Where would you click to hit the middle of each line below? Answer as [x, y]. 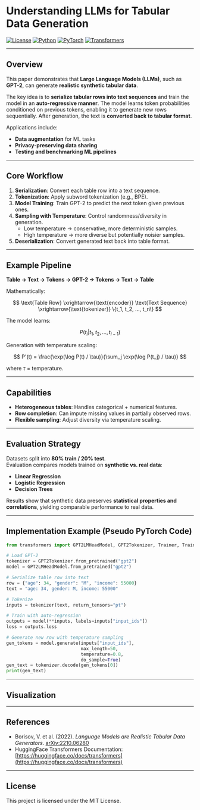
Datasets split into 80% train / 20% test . [56, 458]
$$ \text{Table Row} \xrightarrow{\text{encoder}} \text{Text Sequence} [100, 303]
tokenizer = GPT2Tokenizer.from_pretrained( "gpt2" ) [71, 561]
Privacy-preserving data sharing [56, 145]
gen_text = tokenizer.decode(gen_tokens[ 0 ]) [62, 665]
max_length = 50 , [99, 648]
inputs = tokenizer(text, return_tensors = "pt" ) [66, 605]
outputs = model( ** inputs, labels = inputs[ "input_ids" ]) [77, 622]
